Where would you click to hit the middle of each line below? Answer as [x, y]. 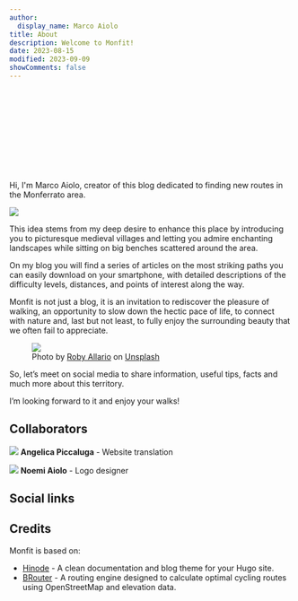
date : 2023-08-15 [42, 51]
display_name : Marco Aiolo [68, 26]
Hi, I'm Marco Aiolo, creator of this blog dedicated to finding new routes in [146, 185]
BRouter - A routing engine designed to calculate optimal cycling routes [154, 577]
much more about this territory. [67, 383]
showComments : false [48, 68]
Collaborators [48, 429]
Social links [42, 499]
